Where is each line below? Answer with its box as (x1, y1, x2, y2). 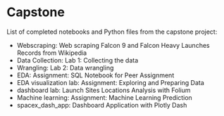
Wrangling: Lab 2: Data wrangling (16, 63, 114, 72)
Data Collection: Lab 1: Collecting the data (16, 56, 139, 64)
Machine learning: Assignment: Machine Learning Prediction (16, 93, 193, 102)
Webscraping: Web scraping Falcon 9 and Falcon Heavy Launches (16, 41, 210, 49)
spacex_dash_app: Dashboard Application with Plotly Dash (16, 101, 187, 109)
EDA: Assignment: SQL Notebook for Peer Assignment (16, 71, 175, 79)
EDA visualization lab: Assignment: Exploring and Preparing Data (16, 78, 205, 86)
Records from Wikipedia (16, 49, 87, 57)
